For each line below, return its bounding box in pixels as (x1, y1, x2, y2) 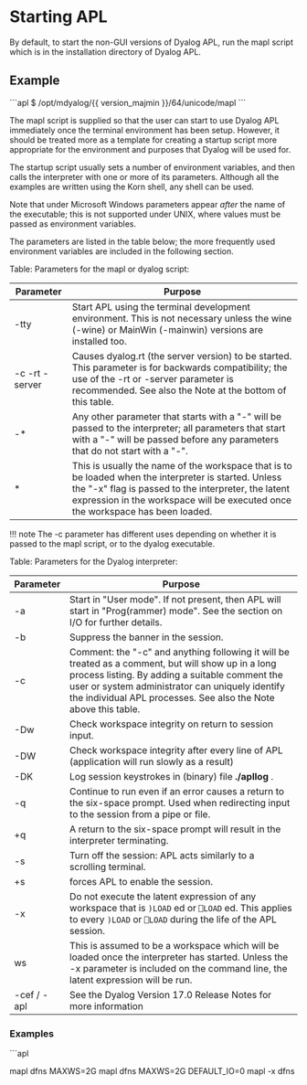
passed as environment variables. (9, 218, 137, 229)
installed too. (71, 335, 128, 347)
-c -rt (14, 367, 41, 379)
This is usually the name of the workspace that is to (71, 459, 292, 472)
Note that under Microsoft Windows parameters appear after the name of (9, 198, 286, 209)
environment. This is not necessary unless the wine (71, 312, 292, 324)
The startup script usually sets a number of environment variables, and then (9, 162, 295, 173)
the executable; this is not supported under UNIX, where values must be (9, 208, 281, 219)
